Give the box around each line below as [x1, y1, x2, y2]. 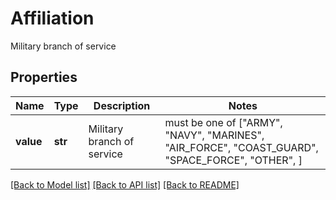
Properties [10, 69, 78, 86]
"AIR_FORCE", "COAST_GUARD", [164, 140, 319, 154]
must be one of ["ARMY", [164, 115, 283, 129]
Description [93, 98, 151, 112]
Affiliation [10, 7, 95, 30]
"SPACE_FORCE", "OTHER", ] [164, 153, 303, 167]
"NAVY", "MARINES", [164, 128, 265, 142]
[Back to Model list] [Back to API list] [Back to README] [10, 178, 240, 191]
